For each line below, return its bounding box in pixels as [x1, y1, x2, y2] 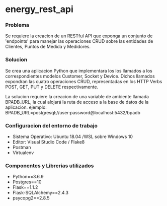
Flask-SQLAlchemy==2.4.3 [12, 190, 69, 196]
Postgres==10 [12, 179, 42, 185]
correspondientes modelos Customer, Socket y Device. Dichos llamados [5, 73, 155, 79]
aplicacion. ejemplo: [5, 104, 47, 110]
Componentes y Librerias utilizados [5, 162, 94, 169]
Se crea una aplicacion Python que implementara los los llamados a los [5, 67, 152, 74]
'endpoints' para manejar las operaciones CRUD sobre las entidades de [5, 38, 153, 44]
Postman [12, 145, 31, 151]
